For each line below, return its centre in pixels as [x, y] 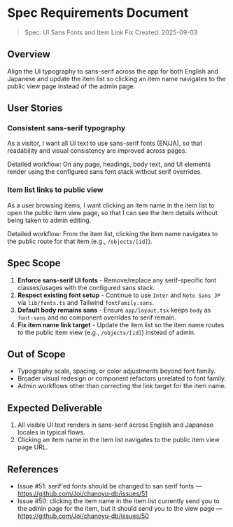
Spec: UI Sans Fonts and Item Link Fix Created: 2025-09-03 [111, 32]
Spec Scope [34, 263]
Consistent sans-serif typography [66, 128]
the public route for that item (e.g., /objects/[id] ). [80, 241]
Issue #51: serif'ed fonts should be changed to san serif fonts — [110, 486]
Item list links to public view [55, 190]
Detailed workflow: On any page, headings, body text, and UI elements [109, 164]
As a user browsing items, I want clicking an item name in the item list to [111, 205]
